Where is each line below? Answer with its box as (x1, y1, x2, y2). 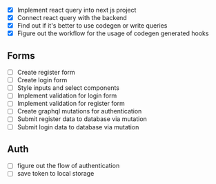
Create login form (17, 76, 68, 84)
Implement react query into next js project (17, 6, 137, 14)
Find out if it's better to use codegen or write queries (17, 21, 168, 30)
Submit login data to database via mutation (17, 122, 139, 131)
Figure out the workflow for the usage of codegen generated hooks (17, 29, 209, 37)
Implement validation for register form (17, 100, 126, 108)
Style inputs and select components (17, 84, 119, 92)
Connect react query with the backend (17, 14, 128, 22)
